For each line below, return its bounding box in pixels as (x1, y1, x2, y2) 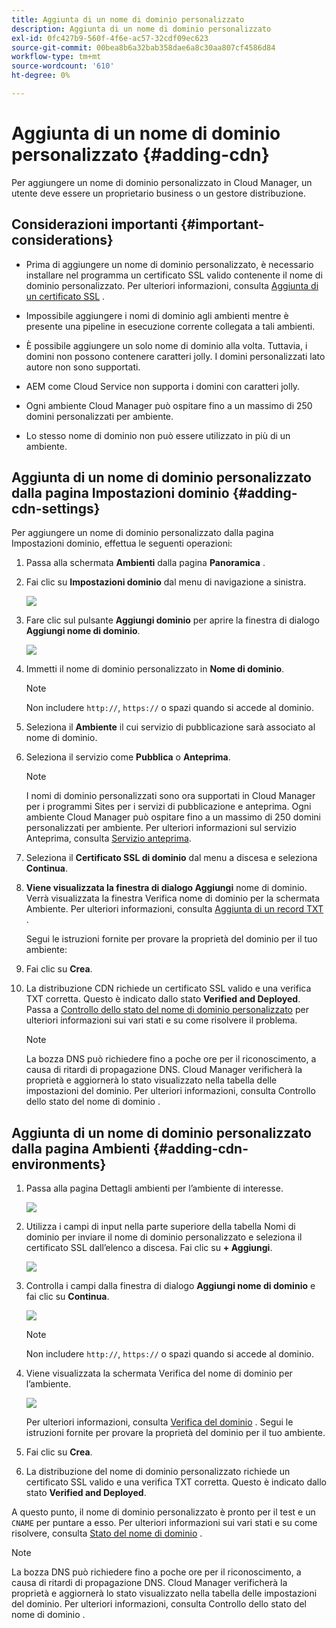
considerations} (11, 232, 114, 249)
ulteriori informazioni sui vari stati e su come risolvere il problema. (25, 1014, 298, 1026)
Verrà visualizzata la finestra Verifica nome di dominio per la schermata (25, 892, 321, 905)
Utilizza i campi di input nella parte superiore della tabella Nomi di (25, 1221, 296, 1233)
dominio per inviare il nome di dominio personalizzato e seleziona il (25, 1231, 303, 1243)
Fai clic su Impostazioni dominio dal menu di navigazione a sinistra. (25, 576, 307, 588)
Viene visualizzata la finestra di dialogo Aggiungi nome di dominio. (25, 882, 308, 894)
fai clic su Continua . (25, 1291, 110, 1303)
